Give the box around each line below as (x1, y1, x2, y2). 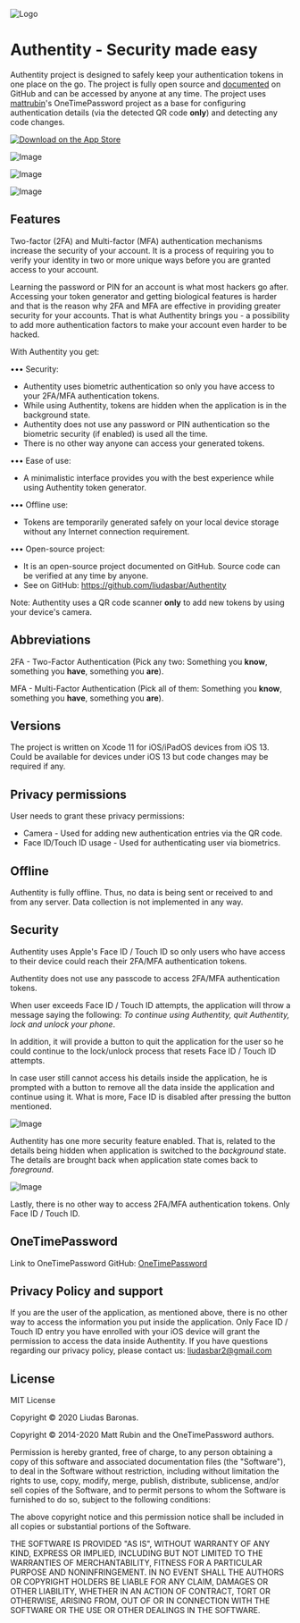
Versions (10, 718, 62, 733)
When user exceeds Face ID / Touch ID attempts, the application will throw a (10, 999, 291, 1010)
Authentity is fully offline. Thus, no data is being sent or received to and (10, 887, 273, 897)
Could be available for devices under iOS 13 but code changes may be (10, 752, 269, 762)
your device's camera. (10, 606, 93, 617)
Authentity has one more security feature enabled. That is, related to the (10, 1135, 276, 1146)
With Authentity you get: (10, 346, 100, 357)
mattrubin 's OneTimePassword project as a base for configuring (10, 97, 246, 108)
